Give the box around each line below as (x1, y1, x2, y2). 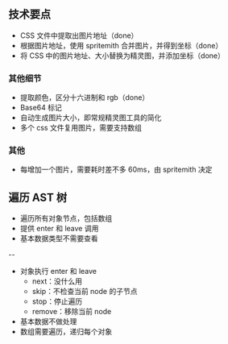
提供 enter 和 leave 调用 (19, 224, 99, 234)
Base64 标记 (19, 103, 63, 113)
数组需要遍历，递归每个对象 (19, 327, 113, 337)
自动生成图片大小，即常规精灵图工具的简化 (19, 113, 162, 122)
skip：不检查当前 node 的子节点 (31, 287, 138, 296)
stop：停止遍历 (31, 296, 83, 306)
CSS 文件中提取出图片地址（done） (19, 31, 139, 40)
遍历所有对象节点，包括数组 (19, 213, 113, 223)
